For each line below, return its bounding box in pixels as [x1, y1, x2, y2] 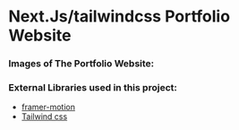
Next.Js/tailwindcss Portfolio [8, 6, 230, 27]
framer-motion [21, 101, 75, 113]
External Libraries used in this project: [8, 82, 178, 94]
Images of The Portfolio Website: [8, 57, 155, 70]
